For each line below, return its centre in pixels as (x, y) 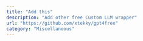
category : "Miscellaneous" (40, 29)
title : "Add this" (30, 12)
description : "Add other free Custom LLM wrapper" (72, 17)
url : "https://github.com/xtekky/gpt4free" (62, 23)
